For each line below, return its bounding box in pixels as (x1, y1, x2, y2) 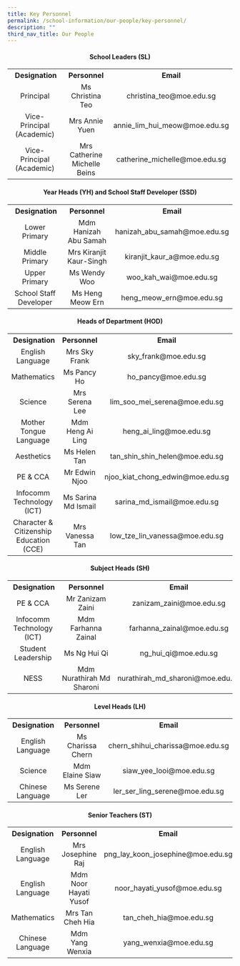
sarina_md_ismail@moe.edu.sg (114, 497, 219, 507)
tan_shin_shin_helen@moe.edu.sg (109, 451, 224, 461)
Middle (24, 247, 47, 257)
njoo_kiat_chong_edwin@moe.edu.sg (104, 472, 229, 482)
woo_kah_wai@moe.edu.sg (126, 272, 218, 282)
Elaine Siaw (62, 770, 101, 780)
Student (19, 644, 46, 654)
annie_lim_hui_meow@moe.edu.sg (113, 121, 229, 131)
